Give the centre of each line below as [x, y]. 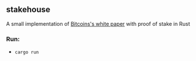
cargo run [27, 52]
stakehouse [28, 10]
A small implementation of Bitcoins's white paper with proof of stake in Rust [98, 23]
